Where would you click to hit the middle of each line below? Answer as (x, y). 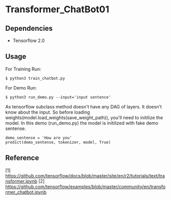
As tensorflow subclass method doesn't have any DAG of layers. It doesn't (84, 106)
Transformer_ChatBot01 (57, 9)
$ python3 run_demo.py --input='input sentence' (58, 97)
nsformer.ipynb (21, 181)
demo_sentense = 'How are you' (39, 138)
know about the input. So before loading (48, 112)
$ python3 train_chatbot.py (35, 78)
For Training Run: (24, 69)
